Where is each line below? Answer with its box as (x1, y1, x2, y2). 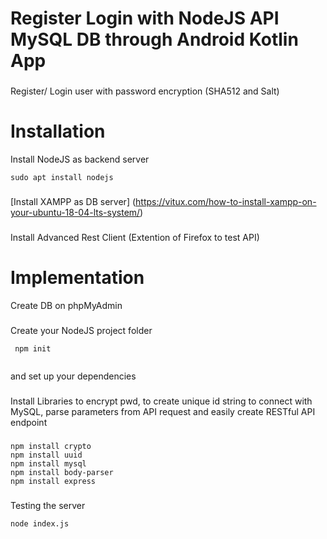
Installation (10, 120, 106, 143)
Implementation (10, 267, 145, 289)
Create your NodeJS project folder (10, 324, 153, 336)
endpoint (10, 416, 48, 428)
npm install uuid (10, 450, 83, 460)
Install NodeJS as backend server (10, 153, 150, 166)
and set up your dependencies (10, 370, 137, 382)
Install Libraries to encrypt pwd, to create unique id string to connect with (10, 395, 313, 407)
